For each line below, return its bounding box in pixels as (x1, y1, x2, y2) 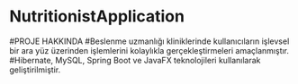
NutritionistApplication (9, 6, 185, 27)
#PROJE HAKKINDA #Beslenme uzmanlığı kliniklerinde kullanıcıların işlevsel (9, 36, 290, 46)
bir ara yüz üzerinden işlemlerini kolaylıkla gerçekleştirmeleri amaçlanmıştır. (9, 45, 290, 55)
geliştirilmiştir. (9, 64, 61, 75)
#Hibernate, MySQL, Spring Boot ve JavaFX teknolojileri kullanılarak (9, 55, 261, 65)
